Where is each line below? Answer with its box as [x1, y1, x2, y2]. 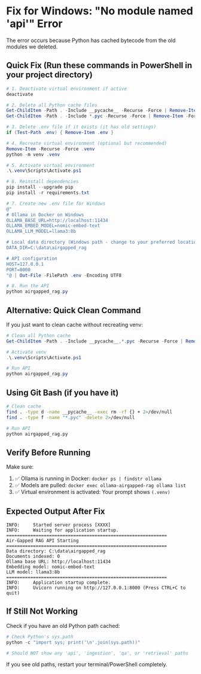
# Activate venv [6, 349, 47, 355]
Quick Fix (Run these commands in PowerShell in [6, 60, 193, 71]
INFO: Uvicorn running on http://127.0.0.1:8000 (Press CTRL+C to [6, 585, 186, 591]
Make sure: [6, 463, 34, 470]
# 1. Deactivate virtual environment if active [6, 86, 127, 92]
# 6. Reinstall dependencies [6, 178, 79, 185]
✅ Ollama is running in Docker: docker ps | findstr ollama [14, 475, 162, 482]
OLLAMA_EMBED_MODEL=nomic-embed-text [6, 223, 100, 229]
